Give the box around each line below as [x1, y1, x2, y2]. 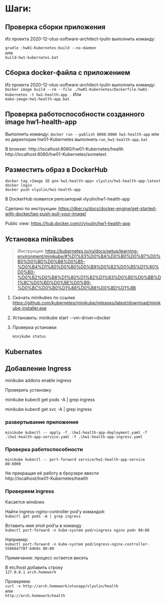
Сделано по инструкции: [5, 205, 57, 211]
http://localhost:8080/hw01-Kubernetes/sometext [5, 151, 107, 157]
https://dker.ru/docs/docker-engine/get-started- [58, 205, 157, 211]
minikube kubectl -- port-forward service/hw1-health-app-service [5, 457, 145, 462]
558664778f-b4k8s [5, 546, 41, 551]
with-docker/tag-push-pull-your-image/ [5, 211, 87, 217]
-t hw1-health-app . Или [29, 91, 82, 97]
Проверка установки [12, 325, 57, 331]
